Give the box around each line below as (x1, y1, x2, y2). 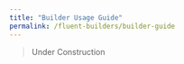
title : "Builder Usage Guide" (9, 13, 124, 23)
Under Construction (31, 46, 106, 57)
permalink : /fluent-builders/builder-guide (9, 22, 176, 31)
